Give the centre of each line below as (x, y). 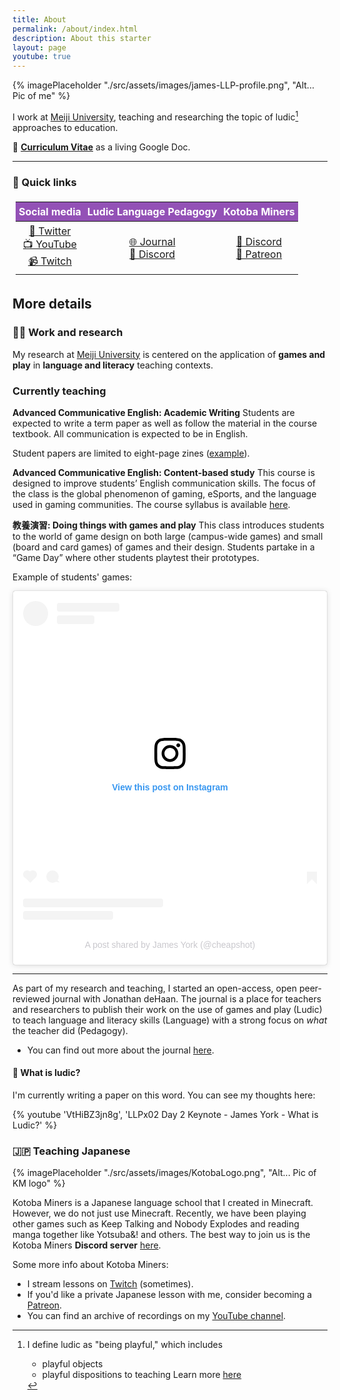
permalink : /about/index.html (75, 29)
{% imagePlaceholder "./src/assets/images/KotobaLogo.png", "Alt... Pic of (164, 1173)
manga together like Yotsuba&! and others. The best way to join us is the (161, 1235)
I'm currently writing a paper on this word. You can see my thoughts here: (164, 1095)
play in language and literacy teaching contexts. (113, 365)
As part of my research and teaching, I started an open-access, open (154, 988)
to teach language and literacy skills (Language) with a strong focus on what (170, 1020)
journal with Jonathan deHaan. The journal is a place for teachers (186, 998)
